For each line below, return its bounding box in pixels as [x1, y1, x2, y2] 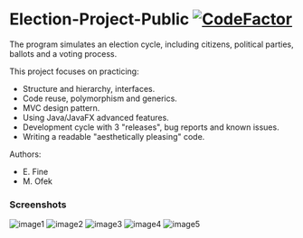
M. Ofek [22, 176, 52, 187]
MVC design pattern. [22, 102, 100, 113]
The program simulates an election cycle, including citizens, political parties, [9, 39, 294, 50]
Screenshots [9, 198, 67, 211]
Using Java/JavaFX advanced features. [22, 112, 169, 123]
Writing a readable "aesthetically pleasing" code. [22, 131, 205, 142]
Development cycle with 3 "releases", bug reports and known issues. [22, 122, 279, 133]
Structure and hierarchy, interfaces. [22, 83, 156, 94]
